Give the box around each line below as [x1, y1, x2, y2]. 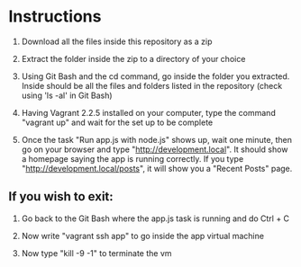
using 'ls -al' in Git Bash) [21, 90, 114, 101]
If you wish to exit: [8, 189, 114, 204]
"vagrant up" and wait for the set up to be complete [21, 117, 214, 128]
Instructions [8, 6, 102, 27]
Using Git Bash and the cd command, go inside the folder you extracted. [21, 70, 290, 82]
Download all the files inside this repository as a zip [21, 36, 213, 47]
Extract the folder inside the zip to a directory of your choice [21, 53, 246, 64]
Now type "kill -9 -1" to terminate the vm [21, 247, 172, 258]
